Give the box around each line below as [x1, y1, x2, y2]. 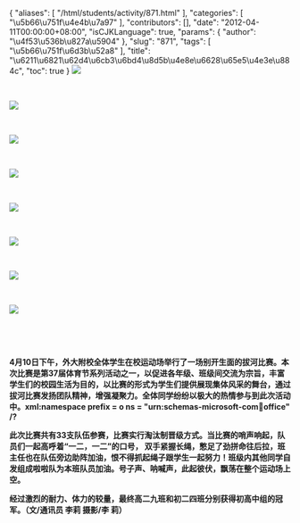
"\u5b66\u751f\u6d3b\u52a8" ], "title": [9, 46, 151, 56]
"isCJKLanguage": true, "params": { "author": [88, 27, 256, 37]
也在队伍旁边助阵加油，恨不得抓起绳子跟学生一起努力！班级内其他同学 [24, 452, 283, 462]
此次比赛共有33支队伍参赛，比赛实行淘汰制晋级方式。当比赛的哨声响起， [9, 430, 279, 440]
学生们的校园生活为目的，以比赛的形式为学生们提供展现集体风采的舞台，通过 [9, 379, 291, 389]
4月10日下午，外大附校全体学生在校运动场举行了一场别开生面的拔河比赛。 [9, 357, 281, 367]
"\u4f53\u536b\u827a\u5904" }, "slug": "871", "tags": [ [9, 36, 212, 46]
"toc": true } [26, 66, 71, 76]
